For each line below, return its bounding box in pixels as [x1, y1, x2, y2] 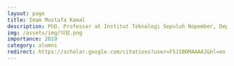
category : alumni [7, 42, 58, 49]
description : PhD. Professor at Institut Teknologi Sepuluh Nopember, [7, 23, 217, 30]
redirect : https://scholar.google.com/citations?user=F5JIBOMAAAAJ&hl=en [7, 49, 226, 56]
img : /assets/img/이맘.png [7, 29, 83, 36]
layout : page [7, 10, 45, 17]
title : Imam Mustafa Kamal [7, 16, 86, 23]
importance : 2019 [7, 36, 58, 43]
